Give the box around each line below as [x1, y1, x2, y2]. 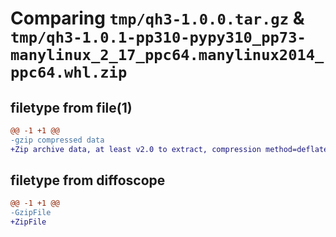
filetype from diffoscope [10, 172, 166, 189]
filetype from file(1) [10, 99, 133, 116]
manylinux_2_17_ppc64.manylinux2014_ [10, 46, 325, 65]
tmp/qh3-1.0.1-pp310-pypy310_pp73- [10, 28, 307, 47]
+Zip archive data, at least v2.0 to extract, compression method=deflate [10, 144, 329, 154]
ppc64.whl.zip [10, 63, 128, 82]
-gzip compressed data [10, 135, 105, 145]
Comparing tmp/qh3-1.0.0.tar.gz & [10, 7, 305, 30]
